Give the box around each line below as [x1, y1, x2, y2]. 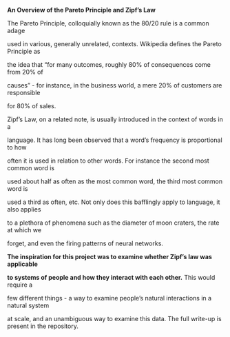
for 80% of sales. [7, 102, 56, 110]
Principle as [7, 48, 41, 55]
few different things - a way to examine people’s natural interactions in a [7, 294, 212, 302]
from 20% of [7, 68, 43, 76]
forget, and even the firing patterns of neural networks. [7, 239, 164, 247]
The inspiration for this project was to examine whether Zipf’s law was [7, 253, 212, 261]
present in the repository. [7, 322, 79, 330]
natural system [7, 301, 50, 309]
